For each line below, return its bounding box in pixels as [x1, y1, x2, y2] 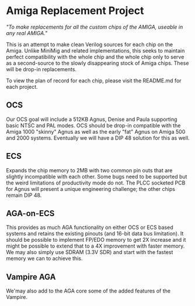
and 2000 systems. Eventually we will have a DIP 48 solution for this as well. [6, 134, 190, 141]
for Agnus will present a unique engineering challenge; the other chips [6, 185, 175, 192]
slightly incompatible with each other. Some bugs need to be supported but [6, 173, 187, 180]
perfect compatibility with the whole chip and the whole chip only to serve [6, 53, 184, 60]
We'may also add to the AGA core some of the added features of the [6, 287, 171, 294]
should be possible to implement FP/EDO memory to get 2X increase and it [6, 237, 186, 244]
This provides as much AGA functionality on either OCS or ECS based [6, 224, 173, 231]
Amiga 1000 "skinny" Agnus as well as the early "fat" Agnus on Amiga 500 [6, 128, 186, 135]
